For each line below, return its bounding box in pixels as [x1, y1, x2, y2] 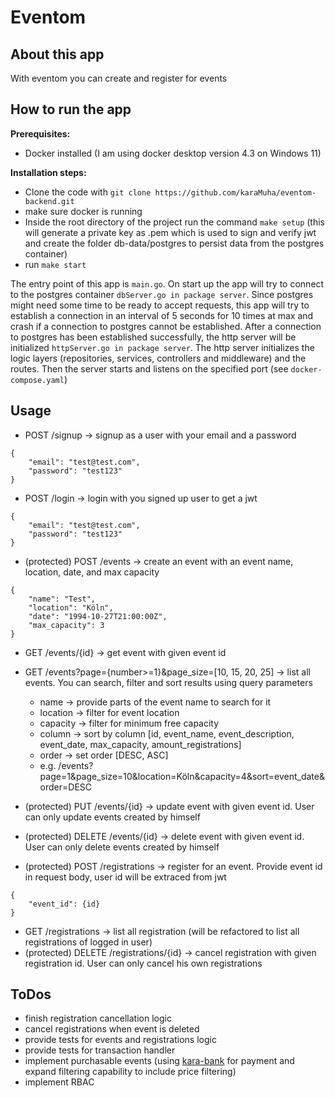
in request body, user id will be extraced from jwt [24, 871, 227, 883]
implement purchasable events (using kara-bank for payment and [24, 1055, 295, 1067]
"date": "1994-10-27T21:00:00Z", [28, 611, 168, 621]
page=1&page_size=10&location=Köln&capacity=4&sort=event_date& [39, 770, 325, 782]
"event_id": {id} [28, 899, 101, 909]
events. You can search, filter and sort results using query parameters [24, 676, 313, 688]
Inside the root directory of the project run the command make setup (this [24, 216, 325, 228]
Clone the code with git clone [24, 186, 152, 198]
